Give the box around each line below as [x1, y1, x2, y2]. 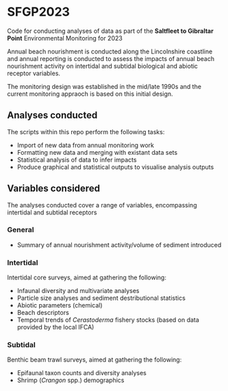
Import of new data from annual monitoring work [16, 141, 154, 149]
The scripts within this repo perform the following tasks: [7, 127, 165, 136]
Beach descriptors [16, 309, 70, 317]
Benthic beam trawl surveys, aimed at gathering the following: [7, 355, 182, 364]
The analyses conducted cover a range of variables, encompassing [7, 201, 197, 209]
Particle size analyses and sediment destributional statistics [16, 294, 186, 302]
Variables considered [7, 183, 101, 194]
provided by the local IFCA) [16, 323, 94, 331]
